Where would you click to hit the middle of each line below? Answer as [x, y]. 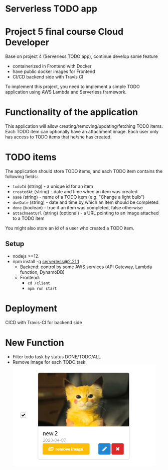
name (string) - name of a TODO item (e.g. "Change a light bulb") [78, 197]
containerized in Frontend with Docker [52, 66]
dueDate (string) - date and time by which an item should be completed [86, 202]
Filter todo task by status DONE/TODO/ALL [57, 357]
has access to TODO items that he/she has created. [58, 137]
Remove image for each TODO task [49, 362]
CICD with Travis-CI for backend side [44, 322]
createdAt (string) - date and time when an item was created [75, 191]
